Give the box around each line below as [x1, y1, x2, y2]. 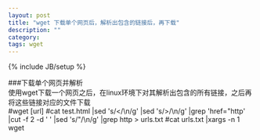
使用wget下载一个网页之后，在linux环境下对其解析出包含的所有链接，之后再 [8, 88, 252, 98]
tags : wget [8, 41, 44, 48]
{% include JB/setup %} [8, 62, 86, 71]
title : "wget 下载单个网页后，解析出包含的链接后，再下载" [8, 19, 180, 27]
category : [8, 33, 41, 41]
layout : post [8, 11, 51, 20]
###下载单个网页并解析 [8, 78, 84, 88]
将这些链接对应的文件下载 [8, 98, 91, 107]
